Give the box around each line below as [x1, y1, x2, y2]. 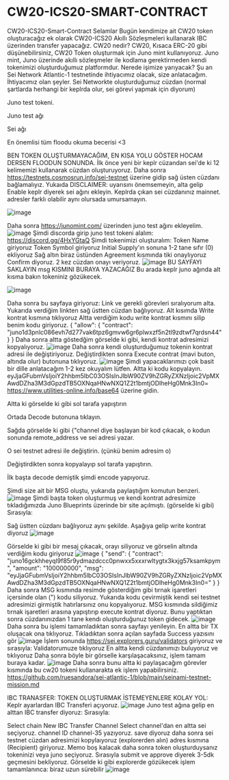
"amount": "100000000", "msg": [12, 564, 104, 572]
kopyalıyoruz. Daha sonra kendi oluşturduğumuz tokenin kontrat [7, 342, 213, 351]
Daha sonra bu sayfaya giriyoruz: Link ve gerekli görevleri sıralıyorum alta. [7, 299, 216, 307]
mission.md [7, 680, 40, 688]
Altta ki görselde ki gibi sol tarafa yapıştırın [7, 399, 127, 407]
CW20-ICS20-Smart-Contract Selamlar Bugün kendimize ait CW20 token [7, 27, 213, 35]
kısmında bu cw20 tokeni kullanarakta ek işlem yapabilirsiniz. [7, 666, 179, 674]
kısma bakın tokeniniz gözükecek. [7, 272, 103, 281]
